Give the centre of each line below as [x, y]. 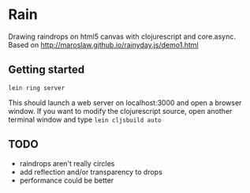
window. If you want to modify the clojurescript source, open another [120, 111]
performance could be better [67, 180]
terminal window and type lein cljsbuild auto [85, 119]
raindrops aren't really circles [67, 163]
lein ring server [37, 88]
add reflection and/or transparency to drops [91, 172]
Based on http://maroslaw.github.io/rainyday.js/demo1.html [103, 44]
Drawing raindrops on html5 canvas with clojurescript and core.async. [122, 36]
